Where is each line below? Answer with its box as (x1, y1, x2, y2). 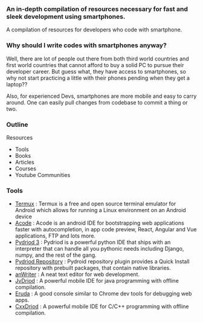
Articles (14, 158, 34, 166)
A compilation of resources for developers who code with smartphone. (6, 26, 182, 33)
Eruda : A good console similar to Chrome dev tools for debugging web (14, 290, 192, 297)
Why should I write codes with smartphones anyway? (6, 41, 167, 50)
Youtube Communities (14, 171, 71, 178)
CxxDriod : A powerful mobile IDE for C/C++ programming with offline (14, 303, 189, 310)
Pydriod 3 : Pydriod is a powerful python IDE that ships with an (14, 239, 171, 246)
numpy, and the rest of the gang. (14, 251, 97, 259)
